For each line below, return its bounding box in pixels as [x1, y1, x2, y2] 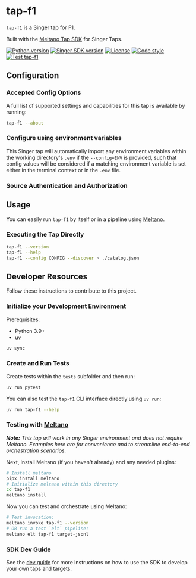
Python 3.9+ [14, 327, 46, 334]
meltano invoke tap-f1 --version [6, 520, 89, 526]
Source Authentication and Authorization [6, 181, 128, 189]
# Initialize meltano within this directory [6, 481, 118, 487]
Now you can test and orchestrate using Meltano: [6, 503, 127, 510]
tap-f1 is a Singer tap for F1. [6, 24, 75, 31]
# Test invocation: [6, 514, 55, 521]
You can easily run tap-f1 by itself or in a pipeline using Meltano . [6, 216, 165, 223]
